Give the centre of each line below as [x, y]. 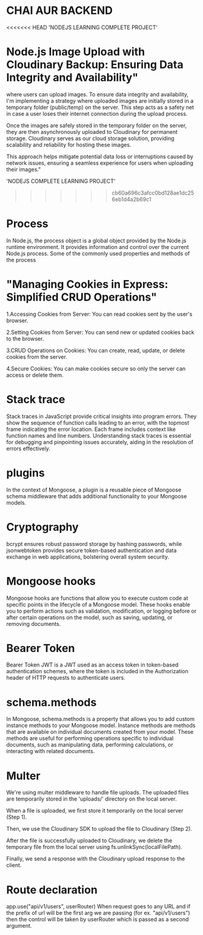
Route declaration [52, 890]
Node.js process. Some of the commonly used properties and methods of [98, 253]
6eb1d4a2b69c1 [131, 199]
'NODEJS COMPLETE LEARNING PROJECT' [61, 181]
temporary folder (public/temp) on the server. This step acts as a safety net [100, 107]
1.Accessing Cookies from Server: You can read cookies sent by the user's [99, 314]
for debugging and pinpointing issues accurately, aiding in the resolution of [100, 442]
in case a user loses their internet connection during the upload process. [97, 113]
